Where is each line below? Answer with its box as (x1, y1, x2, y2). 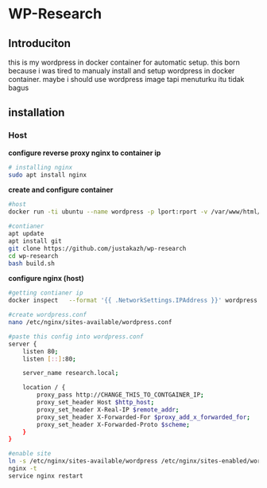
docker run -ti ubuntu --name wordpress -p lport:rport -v (8, 208, 208, 216)
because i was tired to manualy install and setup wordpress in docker (8, 66, 235, 76)
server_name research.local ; (22, 369, 119, 377)
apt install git (8, 236, 62, 245)
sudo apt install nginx (8, 170, 87, 179)
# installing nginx (8, 163, 73, 171)
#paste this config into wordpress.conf (8, 332, 145, 341)
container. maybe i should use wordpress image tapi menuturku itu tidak (8, 75, 245, 84)
